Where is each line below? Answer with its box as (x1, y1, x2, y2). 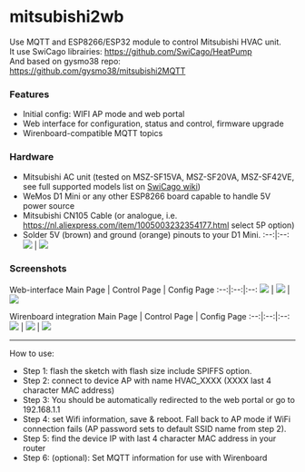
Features (9, 88, 50, 101)
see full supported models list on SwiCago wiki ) (22, 181, 202, 192)
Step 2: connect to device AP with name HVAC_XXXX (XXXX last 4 (22, 375, 272, 386)
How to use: (9, 348, 54, 359)
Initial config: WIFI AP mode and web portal (22, 109, 185, 120)
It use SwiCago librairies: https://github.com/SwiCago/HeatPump (9, 45, 252, 56)
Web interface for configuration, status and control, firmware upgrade (22, 118, 284, 129)
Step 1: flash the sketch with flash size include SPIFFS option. (22, 365, 252, 376)
